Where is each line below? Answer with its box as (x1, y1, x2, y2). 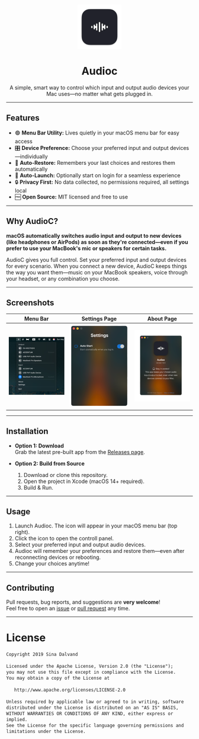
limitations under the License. (6, 728, 86, 735)
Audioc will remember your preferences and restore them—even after (14, 548, 185, 555)
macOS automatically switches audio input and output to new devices (6, 232, 182, 239)
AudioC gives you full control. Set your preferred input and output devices (6, 256, 187, 263)
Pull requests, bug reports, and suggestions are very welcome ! (6, 599, 161, 606)
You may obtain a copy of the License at (6, 675, 110, 682)
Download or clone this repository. (23, 471, 108, 478)
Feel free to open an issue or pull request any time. (6, 605, 130, 612)
